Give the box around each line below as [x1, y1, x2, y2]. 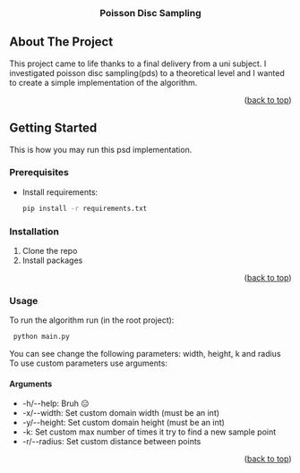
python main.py [13, 333, 70, 342]
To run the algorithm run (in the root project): [9, 315, 175, 325]
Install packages [21, 255, 83, 266]
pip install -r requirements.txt [21, 204, 148, 213]
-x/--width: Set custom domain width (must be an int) [21, 408, 220, 418]
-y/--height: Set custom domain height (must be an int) [21, 418, 226, 428]
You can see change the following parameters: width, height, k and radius [9, 349, 281, 359]
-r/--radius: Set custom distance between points [21, 436, 201, 447]
